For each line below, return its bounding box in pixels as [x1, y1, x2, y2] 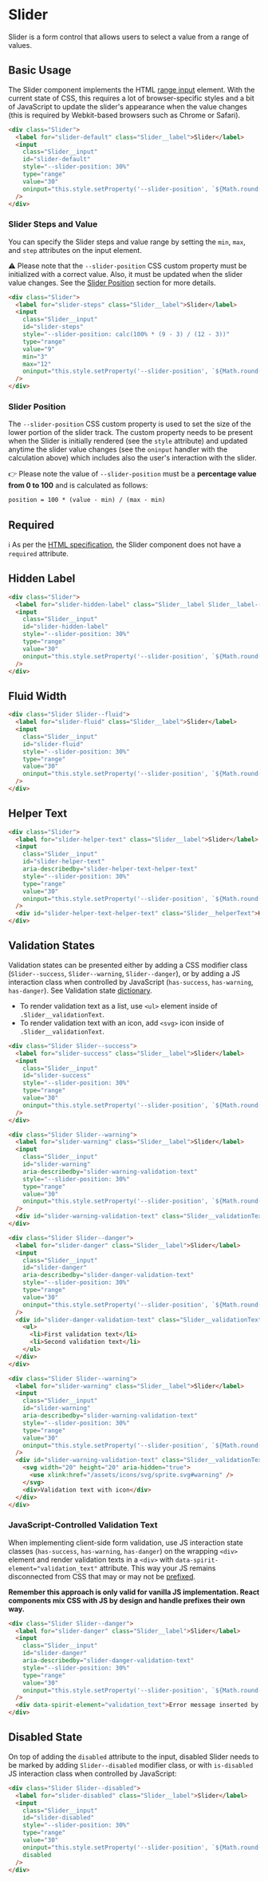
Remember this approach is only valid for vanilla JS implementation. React [8, 1587, 260, 1597]
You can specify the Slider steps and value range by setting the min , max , [8, 237, 246, 247]
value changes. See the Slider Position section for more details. [8, 278, 217, 287]
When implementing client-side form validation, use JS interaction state [8, 1538, 243, 1547]
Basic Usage [8, 64, 72, 77]
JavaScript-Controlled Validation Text [8, 1519, 158, 1531]
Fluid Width [8, 689, 67, 703]
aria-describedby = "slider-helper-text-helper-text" [22, 865, 198, 873]
